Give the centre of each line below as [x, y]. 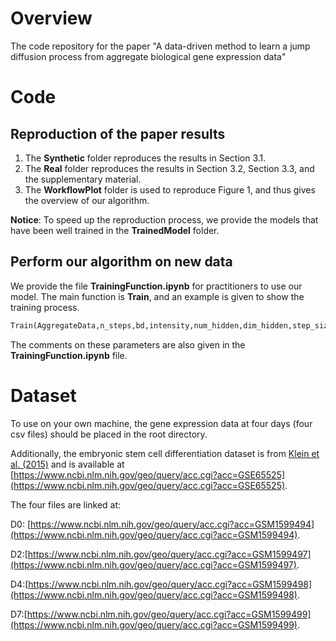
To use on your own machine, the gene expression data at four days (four [161, 423]
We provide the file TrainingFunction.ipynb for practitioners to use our [156, 286]
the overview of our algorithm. [87, 200]
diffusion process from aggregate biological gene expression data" [148, 56]
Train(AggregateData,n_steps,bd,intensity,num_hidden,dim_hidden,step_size [171, 325]
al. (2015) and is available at [67, 464]
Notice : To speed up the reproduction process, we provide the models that [164, 219]
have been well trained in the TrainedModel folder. [115, 230]
